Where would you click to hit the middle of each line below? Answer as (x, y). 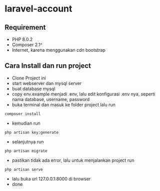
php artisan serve (24, 169)
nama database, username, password (51, 99)
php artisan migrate (26, 151)
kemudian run (26, 123)
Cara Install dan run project (48, 66)
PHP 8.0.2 (22, 39)
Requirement (25, 27)
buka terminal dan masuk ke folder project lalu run (64, 105)
